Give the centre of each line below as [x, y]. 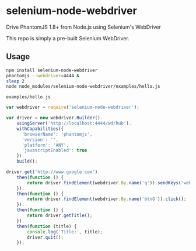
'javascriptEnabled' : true [54, 150]
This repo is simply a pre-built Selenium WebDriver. [68, 38]
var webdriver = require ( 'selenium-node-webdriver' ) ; [73, 107]
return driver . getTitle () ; [60, 215]
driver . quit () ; [45, 237]
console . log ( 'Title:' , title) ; [65, 232]
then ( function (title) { [47, 226]
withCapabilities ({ [40, 129]
